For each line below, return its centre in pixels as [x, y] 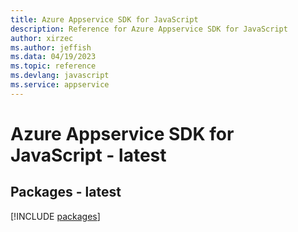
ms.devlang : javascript [60, 76]
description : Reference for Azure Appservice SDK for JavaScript [149, 29]
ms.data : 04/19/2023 [53, 57]
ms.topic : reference [53, 66]
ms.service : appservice [60, 85]
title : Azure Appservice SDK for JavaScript [104, 19]
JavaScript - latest [88, 155]
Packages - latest [66, 192]
